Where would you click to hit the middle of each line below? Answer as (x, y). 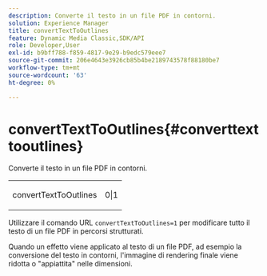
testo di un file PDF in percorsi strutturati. (76, 231)
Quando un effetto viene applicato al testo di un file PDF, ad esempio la (125, 247)
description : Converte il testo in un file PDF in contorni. (112, 16)
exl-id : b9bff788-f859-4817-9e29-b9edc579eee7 (87, 53)
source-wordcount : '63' (48, 75)
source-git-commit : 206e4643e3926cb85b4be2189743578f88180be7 (114, 61)
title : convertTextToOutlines (59, 30)
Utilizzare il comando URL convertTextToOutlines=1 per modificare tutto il (129, 223)
